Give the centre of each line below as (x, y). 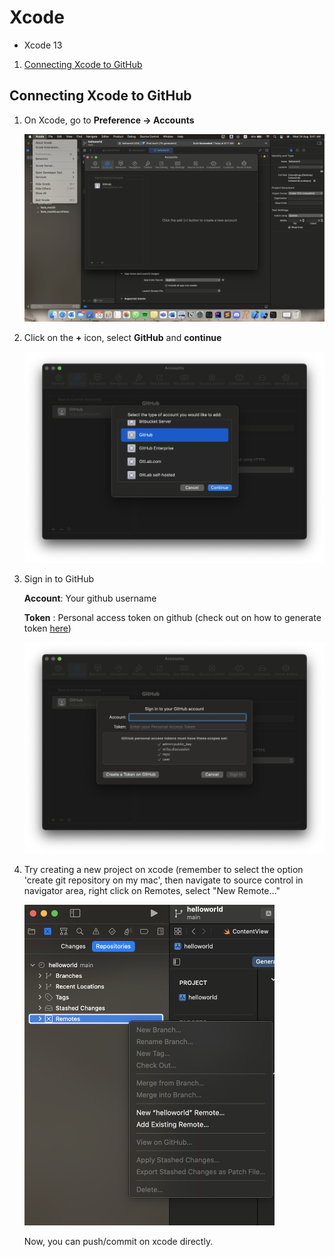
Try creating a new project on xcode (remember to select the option (163, 870)
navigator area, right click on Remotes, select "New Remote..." (152, 891)
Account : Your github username (90, 598)
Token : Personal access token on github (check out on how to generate (172, 617)
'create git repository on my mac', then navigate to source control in (163, 880)
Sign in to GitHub (59, 578)
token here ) (47, 628)
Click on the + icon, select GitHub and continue (122, 337)
